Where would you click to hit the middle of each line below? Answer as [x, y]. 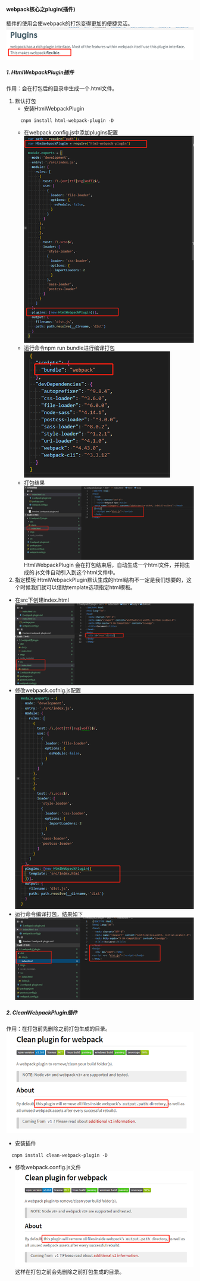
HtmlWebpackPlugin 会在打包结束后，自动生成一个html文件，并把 [104, 565]
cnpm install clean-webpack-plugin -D [60, 1155]
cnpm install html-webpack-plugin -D [67, 121]
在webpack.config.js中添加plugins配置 [71, 133]
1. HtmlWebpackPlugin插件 [40, 72]
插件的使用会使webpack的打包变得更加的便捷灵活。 [70, 23]
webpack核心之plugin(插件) [41, 9]
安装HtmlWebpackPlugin [54, 109]
